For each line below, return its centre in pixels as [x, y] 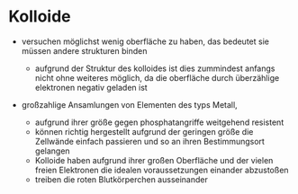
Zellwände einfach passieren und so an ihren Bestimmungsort [149, 141]
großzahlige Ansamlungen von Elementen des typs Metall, [129, 104]
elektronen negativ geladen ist [91, 87]
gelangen [52, 151]
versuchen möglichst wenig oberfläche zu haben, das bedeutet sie [145, 41]
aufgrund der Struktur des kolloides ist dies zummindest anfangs [155, 68]
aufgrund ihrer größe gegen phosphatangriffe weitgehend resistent [159, 122]
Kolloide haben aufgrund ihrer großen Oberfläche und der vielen [154, 160]
